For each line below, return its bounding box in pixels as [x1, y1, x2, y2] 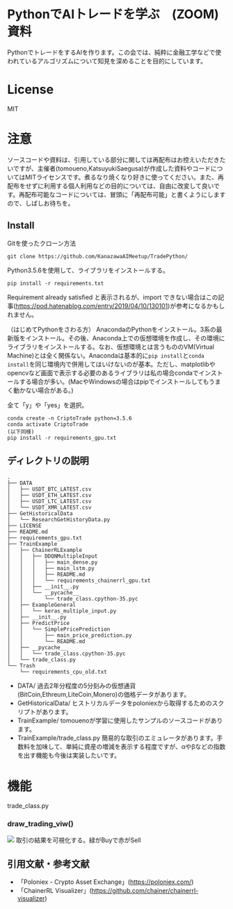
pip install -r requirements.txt [7, 280, 104, 287]
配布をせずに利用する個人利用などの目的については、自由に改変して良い [7, 182, 214, 190]
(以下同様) [7, 428, 35, 435]
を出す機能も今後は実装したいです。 [17, 751, 120, 759]
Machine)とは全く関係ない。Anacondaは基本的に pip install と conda [7, 351, 204, 359]
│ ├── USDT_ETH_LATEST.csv [7, 492, 92, 499]
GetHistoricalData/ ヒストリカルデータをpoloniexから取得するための [17, 699, 212, 707]
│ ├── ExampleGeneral [7, 601, 77, 609]
